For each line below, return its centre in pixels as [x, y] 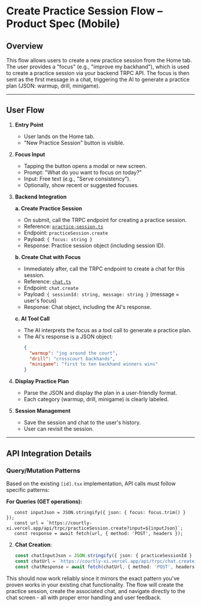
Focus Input [30, 154]
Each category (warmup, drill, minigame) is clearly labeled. [96, 399]
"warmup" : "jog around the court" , [74, 353]
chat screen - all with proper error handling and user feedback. [84, 597]
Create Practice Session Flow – [84, 11]
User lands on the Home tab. [59, 136]
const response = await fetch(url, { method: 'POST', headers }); [99, 533]
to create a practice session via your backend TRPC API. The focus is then [98, 73]
